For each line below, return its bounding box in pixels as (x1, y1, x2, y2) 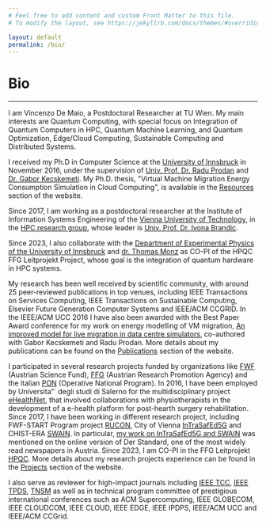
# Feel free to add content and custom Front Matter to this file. (8, 11, 236, 20)
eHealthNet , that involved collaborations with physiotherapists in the (8, 395, 231, 405)
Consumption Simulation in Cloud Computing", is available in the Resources (8, 183, 254, 192)
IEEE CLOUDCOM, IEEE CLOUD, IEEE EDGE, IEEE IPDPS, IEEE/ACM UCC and (8, 503, 257, 513)
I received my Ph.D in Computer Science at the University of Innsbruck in (8, 158, 247, 167)
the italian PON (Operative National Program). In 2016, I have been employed (8, 378, 258, 388)
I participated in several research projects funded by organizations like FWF (8, 362, 255, 371)
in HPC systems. (8, 264, 63, 273)
